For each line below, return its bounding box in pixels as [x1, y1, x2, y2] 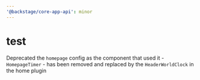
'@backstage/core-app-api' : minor [6, 8, 93, 15]
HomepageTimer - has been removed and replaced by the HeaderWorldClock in [6, 60, 194, 67]
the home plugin [6, 67, 47, 74]
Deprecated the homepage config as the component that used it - [6, 54, 165, 61]
